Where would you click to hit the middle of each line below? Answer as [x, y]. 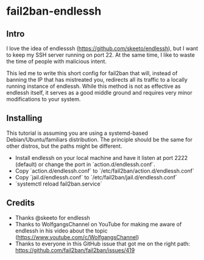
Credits [21, 203]
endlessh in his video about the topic [61, 231]
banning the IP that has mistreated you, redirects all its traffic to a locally [97, 80]
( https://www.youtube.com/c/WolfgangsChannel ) [77, 237]
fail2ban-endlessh [54, 11]
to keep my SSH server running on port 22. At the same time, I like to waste [100, 55]
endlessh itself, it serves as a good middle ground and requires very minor [100, 92]
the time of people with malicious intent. [57, 61]
